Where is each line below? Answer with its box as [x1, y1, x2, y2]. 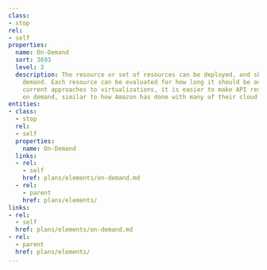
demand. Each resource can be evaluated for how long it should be [22, 78, 250, 86]
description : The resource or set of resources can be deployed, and [15, 71, 250, 79]
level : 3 [15, 64, 44, 71]
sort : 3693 [15, 56, 52, 64]
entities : [8, 100, 41, 108]
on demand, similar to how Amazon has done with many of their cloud [22, 93, 258, 101]
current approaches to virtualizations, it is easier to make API [22, 85, 247, 94]
